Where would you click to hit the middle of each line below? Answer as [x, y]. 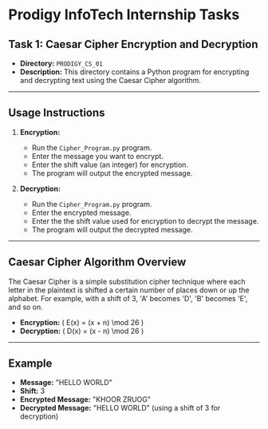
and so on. [26, 307]
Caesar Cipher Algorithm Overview [97, 262]
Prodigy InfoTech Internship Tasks [124, 15]
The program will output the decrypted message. [112, 229]
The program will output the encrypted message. [112, 173]
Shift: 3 [32, 391]
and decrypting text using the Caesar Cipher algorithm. [110, 80]
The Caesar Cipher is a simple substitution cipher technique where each [127, 281]
